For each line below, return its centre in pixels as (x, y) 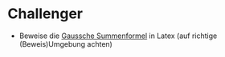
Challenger (45, 14)
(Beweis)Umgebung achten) (66, 44)
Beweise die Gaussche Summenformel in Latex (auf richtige (118, 36)
